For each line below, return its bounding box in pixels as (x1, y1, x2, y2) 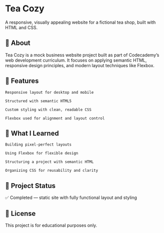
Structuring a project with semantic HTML (5, 159, 94, 164)
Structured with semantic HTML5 (5, 98, 72, 104)
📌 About (5, 39, 31, 47)
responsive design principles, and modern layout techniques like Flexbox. (5, 62, 155, 68)
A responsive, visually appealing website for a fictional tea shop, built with (5, 19, 156, 25)
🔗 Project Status (5, 181, 56, 190)
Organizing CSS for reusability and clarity (5, 168, 98, 173)
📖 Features (5, 77, 39, 85)
